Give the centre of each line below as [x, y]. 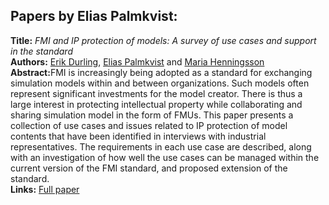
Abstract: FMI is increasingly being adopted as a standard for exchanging [161, 72]
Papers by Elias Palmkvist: [94, 16]
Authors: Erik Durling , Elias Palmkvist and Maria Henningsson [137, 61]
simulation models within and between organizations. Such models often [160, 83]
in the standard [41, 51]
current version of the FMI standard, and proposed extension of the [149, 168]
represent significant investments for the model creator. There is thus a [156, 93]
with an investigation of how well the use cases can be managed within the [165, 157]
